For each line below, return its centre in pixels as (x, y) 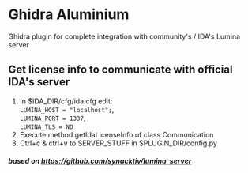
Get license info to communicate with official (120, 70)
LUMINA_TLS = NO (46, 127)
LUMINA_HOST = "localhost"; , (67, 109)
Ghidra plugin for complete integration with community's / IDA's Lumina (124, 36)
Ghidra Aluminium (69, 15)
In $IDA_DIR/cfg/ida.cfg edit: (66, 101)
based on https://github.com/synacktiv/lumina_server (100, 161)
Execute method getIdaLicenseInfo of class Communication (116, 134)
